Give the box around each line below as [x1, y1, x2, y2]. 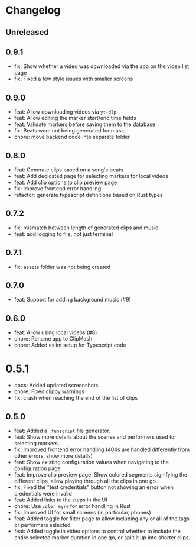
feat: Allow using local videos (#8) [14, 329, 97, 336]
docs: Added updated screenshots [14, 382, 99, 389]
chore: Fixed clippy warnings [14, 388, 85, 395]
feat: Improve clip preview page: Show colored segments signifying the [14, 471, 187, 478]
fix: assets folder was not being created [14, 263, 111, 270]
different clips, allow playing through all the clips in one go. [14, 477, 158, 485]
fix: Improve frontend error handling [14, 185, 102, 192]
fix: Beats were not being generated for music [14, 127, 126, 134]
